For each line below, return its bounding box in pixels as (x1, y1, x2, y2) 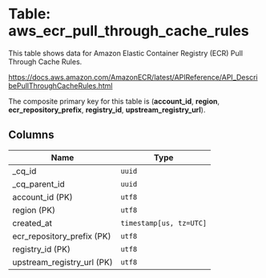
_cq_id (12, 165, 37, 176)
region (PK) (12, 204, 56, 216)
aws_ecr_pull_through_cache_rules (8, 22, 250, 40)
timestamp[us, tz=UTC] (120, 218, 208, 228)
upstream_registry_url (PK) (12, 256, 114, 268)
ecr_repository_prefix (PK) (12, 230, 111, 241)
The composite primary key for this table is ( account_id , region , (8, 96, 220, 106)
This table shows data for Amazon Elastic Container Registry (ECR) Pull (8, 48, 243, 58)
